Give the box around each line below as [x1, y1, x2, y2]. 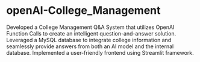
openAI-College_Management [6, 4, 161, 17]
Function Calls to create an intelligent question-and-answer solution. [6, 29, 177, 37]
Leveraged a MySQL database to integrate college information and [6, 36, 172, 43]
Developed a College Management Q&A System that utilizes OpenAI [6, 23, 175, 31]
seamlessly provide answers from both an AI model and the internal [6, 43, 174, 50]
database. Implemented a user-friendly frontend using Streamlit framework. [6, 49, 194, 56]
